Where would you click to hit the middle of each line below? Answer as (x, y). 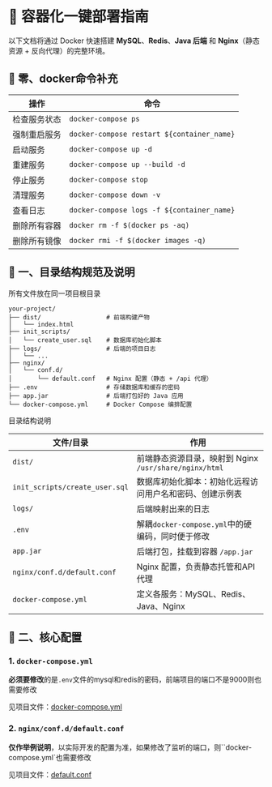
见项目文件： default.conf (50, 774)
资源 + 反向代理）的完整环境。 (59, 50)
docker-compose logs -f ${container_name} (152, 210)
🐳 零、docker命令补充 (63, 79)
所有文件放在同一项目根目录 (55, 293)
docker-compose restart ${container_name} (152, 134)
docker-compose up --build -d (127, 164)
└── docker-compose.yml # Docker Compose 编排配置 (100, 404)
